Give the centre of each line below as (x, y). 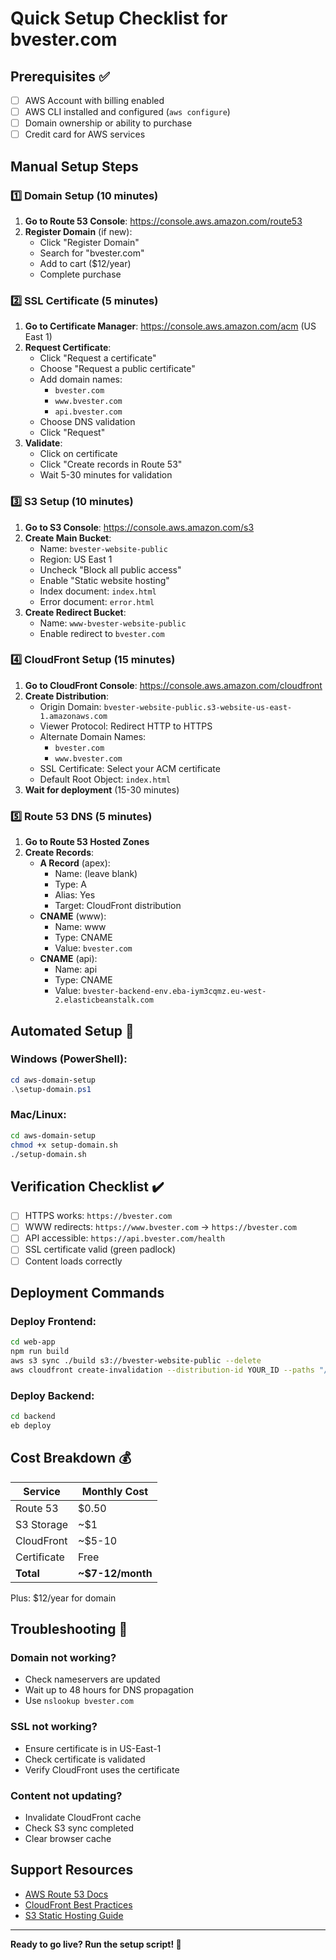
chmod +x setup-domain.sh (64, 1145)
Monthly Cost (115, 1491)
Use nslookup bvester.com (79, 1701)
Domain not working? (63, 1657)
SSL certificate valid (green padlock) (100, 1249)
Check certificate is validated (85, 1759)
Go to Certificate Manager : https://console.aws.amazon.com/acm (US (170, 326)
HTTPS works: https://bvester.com (98, 1216)
